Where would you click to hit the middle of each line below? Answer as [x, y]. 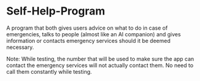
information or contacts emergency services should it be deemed [88, 40]
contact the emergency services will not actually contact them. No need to [100, 65]
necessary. [20, 47]
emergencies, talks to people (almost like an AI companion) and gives [94, 34]
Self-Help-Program [56, 11]
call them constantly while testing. [49, 71]
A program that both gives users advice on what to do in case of [87, 28]
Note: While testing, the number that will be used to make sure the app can [100, 59]
